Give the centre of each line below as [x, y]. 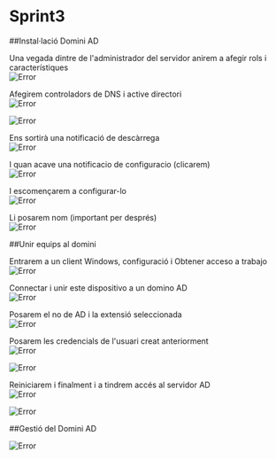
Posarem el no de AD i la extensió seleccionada [96, 314]
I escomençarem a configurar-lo [68, 191]
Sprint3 [37, 16]
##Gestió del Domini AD [53, 428]
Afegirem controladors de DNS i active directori [96, 94]
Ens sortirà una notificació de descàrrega [84, 137]
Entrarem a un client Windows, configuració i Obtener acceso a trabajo [138, 261]
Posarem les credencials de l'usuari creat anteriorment [109, 341]
